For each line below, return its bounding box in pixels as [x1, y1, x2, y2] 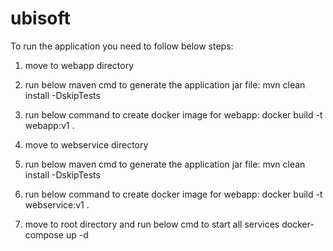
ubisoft [10, 7, 71, 30]
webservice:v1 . [24, 198, 90, 211]
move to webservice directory [24, 138, 149, 151]
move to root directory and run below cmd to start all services [24, 218, 280, 230]
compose [24, 228, 64, 241]
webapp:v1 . [24, 119, 75, 131]
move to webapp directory [24, 59, 135, 71]
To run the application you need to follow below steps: [10, 40, 234, 52]
